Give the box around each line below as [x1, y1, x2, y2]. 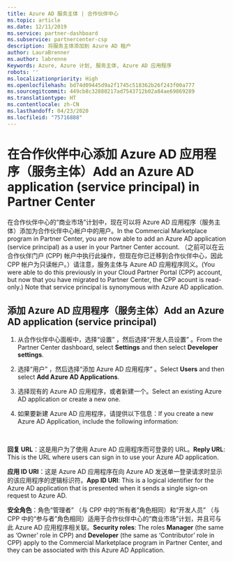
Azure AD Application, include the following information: [17, 417, 179, 426]
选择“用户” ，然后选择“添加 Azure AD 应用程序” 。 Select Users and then [17, 365, 225, 373]
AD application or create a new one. [17, 395, 121, 403]
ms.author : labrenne [7, 56, 68, 63]
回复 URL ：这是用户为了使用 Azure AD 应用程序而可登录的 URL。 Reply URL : [7, 445, 225, 454]
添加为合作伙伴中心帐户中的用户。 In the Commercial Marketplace [19, 226, 207, 234]
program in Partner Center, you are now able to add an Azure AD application [7, 234, 227, 243]
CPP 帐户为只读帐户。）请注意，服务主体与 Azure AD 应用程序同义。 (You [7, 260, 215, 269]
